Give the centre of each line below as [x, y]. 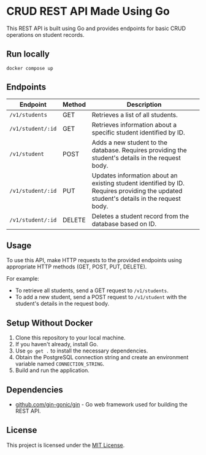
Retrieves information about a [134, 125]
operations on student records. [45, 34]
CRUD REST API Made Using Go [88, 11]
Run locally [28, 54]
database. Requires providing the [139, 150]
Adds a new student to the [129, 142]
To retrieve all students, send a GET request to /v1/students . [92, 290]
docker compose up [30, 68]
